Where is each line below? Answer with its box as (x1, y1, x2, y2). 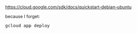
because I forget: (5, 14, 40, 19)
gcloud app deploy (5, 23, 50, 28)
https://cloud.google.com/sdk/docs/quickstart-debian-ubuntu (5, 4, 132, 10)
